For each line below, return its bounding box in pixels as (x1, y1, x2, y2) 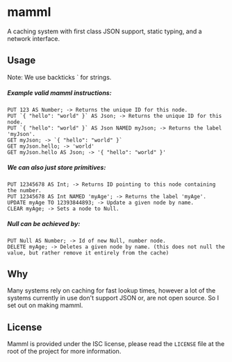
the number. (7, 187, 42, 194)
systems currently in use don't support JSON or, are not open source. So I (7, 294, 219, 302)
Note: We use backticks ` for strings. (7, 73, 112, 81)
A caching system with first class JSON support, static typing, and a (7, 27, 203, 35)
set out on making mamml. (7, 301, 83, 309)
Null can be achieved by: (7, 220, 81, 228)
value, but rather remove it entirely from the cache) (7, 249, 169, 257)
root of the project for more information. (7, 347, 122, 356)
